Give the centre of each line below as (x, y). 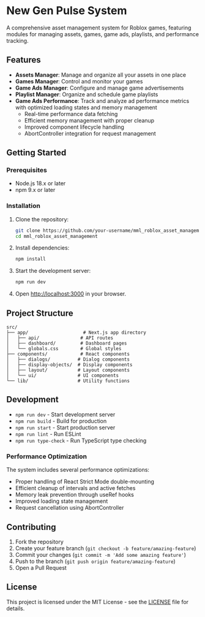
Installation (24, 206)
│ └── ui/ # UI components (63, 376)
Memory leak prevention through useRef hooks (75, 495)
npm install (30, 259)
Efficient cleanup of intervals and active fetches (75, 488)
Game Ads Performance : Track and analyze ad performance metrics (102, 101)
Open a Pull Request (41, 567)
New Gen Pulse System (67, 11)
